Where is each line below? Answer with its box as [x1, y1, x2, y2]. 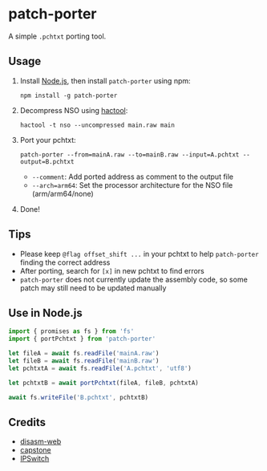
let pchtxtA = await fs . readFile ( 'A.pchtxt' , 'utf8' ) [8, 364, 192, 372]
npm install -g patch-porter [19, 91, 118, 99]
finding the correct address [19, 258, 111, 267]
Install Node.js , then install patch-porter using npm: [19, 75, 191, 85]
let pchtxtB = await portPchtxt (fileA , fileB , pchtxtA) [8, 379, 199, 387]
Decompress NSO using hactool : [19, 105, 128, 115]
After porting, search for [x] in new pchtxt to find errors [19, 266, 204, 275]
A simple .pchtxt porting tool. [8, 31, 107, 41]
